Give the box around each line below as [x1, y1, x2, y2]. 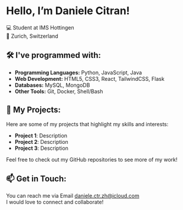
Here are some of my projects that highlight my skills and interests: [6, 120, 169, 127]
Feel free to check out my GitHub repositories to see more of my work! [6, 156, 178, 163]
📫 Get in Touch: [6, 173, 67, 183]
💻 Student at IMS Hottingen [6, 24, 75, 31]
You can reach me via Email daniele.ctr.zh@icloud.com [6, 192, 140, 199]
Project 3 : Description [14, 145, 69, 152]
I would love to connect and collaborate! [6, 199, 104, 206]
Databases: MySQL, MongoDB [14, 81, 90, 88]
